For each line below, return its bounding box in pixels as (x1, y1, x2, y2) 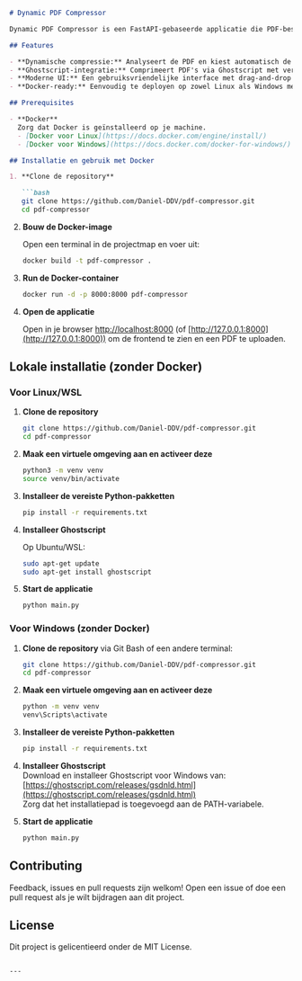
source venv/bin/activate (22, 474, 120, 483)
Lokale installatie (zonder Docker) (9, 360, 203, 375)
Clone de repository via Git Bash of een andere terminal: (22, 643, 234, 654)
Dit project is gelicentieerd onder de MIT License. (9, 941, 192, 952)
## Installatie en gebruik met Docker (9, 156, 155, 165)
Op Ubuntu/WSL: (22, 541, 85, 552)
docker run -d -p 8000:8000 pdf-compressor (22, 290, 189, 299)
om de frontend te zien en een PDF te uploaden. (107, 333, 286, 343)
